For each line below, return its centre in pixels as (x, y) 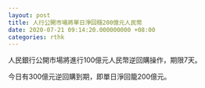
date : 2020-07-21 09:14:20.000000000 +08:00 (82, 30)
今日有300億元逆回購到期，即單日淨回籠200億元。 (90, 77)
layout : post (29, 15)
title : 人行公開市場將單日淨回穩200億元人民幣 (75, 23)
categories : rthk (36, 37)
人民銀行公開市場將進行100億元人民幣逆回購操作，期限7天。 (105, 60)
